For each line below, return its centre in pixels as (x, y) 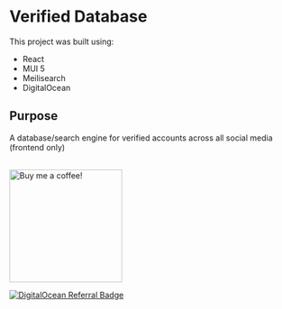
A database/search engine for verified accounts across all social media (141, 138)
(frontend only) (37, 147)
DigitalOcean (46, 87)
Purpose (34, 116)
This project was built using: (62, 41)
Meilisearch (44, 77)
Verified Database (78, 17)
